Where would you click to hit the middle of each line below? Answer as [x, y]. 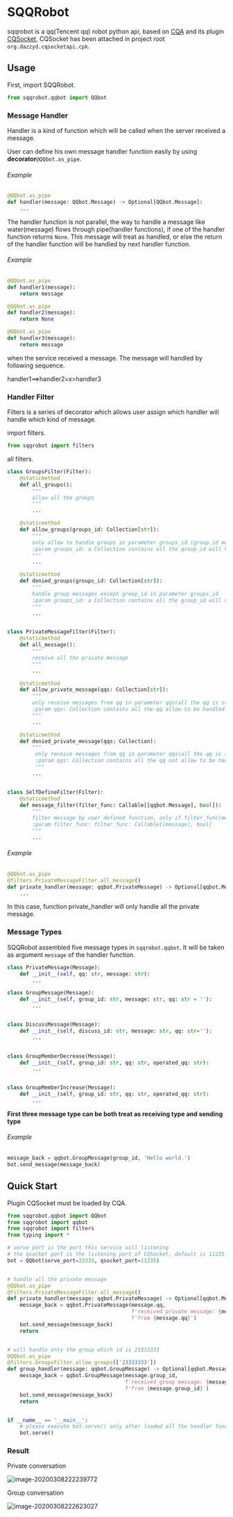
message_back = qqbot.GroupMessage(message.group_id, [99, 1376]
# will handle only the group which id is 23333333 [83, 1350]
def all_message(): [48, 645]
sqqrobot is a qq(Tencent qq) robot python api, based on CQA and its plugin [115, 31]
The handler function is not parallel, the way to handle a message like [106, 222]
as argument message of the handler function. [71, 955]
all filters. [20, 459]
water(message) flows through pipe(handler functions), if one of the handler [116, 229]
